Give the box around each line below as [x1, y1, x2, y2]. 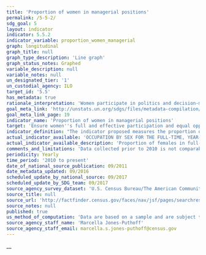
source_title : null [6, 191, 56, 197]
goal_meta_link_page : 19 [6, 112, 70, 118]
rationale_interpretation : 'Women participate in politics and [6, 100, 172, 106]
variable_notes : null [6, 72, 62, 78]
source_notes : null [6, 203, 56, 209]
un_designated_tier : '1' [6, 77, 70, 83]
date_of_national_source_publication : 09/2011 [6, 163, 128, 169]
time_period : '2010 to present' [6, 157, 89, 163]
